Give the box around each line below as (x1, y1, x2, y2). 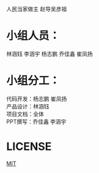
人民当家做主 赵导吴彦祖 (6, 5, 67, 12)
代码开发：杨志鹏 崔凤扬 (6, 95, 67, 102)
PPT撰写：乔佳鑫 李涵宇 (6, 118, 67, 125)
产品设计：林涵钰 (6, 102, 50, 110)
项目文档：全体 (6, 110, 44, 118)
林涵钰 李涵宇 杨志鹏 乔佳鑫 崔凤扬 (6, 50, 93, 57)
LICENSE (6, 139, 52, 154)
